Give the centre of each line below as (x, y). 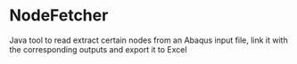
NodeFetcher (59, 16)
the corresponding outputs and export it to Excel (98, 49)
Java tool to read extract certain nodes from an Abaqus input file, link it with (148, 40)
